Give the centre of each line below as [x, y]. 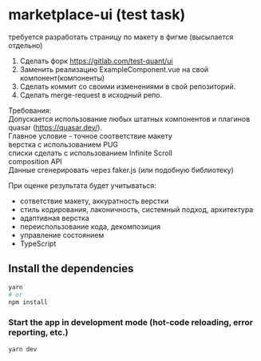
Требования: [30, 110]
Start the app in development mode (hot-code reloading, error [131, 323]
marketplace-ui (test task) [97, 15]
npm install [28, 302]
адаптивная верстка [54, 218]
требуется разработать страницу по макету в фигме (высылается [121, 37]
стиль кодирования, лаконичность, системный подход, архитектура [136, 209]
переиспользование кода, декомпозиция [90, 227]
